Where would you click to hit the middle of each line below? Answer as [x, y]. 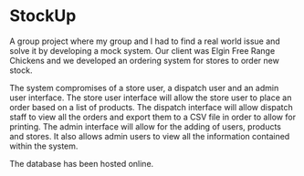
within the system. [44, 146]
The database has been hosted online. [82, 163]
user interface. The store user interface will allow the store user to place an [151, 98]
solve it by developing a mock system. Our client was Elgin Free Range [142, 50]
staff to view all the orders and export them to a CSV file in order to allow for [153, 117]
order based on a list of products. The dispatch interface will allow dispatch [152, 107]
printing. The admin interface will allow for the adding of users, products [145, 126]
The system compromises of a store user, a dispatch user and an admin [144, 88]
